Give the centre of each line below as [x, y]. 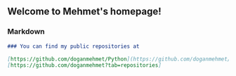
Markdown [26, 32]
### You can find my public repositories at [73, 46]
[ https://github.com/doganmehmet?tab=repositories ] [84, 65]
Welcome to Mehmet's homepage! [84, 12]
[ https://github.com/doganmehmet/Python [67, 59]
